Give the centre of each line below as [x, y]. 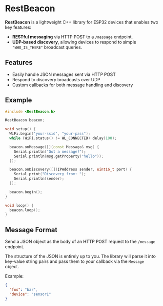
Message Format [31, 230]
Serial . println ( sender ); [39, 179]
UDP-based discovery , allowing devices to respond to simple [74, 42]
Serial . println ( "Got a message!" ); [50, 152]
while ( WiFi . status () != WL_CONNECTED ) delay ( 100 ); [63, 138]
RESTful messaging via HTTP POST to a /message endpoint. [72, 37]
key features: [18, 27]
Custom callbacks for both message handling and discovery [72, 85]
